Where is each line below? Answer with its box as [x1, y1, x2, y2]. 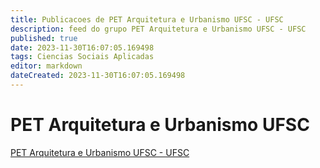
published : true [10, 33, 78, 43]
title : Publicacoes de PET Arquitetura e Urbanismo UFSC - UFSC [10, 14, 284, 25]
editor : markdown [10, 61, 83, 71]
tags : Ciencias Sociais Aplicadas [10, 52, 155, 62]
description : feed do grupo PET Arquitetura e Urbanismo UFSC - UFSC [10, 24, 307, 34]
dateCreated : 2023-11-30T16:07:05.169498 [10, 71, 186, 81]
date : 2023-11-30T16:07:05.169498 [10, 42, 155, 53]
